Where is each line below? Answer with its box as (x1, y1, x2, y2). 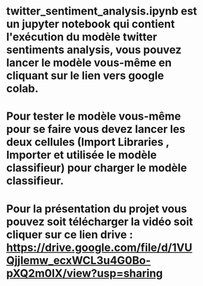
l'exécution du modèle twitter (6, 30, 158, 44)
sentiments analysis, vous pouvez (6, 43, 182, 57)
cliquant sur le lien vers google (6, 69, 164, 83)
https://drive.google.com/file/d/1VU (6, 240, 193, 254)
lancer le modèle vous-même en (6, 56, 172, 70)
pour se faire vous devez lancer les (6, 123, 186, 136)
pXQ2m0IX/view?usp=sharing (6, 266, 163, 280)
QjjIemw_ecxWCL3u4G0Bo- (6, 253, 151, 267)
